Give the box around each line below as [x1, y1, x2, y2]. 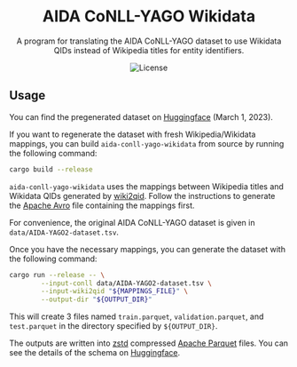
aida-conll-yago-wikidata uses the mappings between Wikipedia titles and [9, 180, 284, 192]
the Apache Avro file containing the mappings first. [9, 200, 195, 211]
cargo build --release [9, 164, 93, 174]
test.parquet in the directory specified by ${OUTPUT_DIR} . [9, 321, 218, 331]
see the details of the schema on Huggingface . [9, 347, 181, 358]
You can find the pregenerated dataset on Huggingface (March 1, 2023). [9, 111, 273, 122]
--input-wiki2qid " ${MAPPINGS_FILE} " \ [41, 287, 189, 296]
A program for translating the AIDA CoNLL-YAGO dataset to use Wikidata [16, 36, 282, 46]
